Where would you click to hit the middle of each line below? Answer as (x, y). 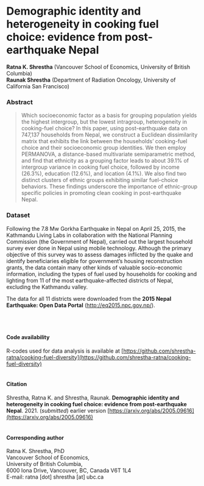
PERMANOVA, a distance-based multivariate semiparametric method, (108, 154)
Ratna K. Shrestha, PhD (36, 451)
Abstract (20, 102)
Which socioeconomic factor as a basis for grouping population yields (109, 115)
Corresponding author (35, 437)
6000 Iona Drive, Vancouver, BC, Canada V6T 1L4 (69, 471)
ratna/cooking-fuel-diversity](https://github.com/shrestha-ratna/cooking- (99, 357)
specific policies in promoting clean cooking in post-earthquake (101, 193)
